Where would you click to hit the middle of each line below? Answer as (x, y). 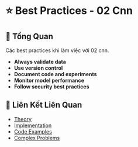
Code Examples (33, 131)
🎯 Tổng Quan (29, 36)
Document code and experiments (55, 74)
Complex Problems (37, 138)
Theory (23, 119)
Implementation (33, 125)
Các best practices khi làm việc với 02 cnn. (57, 50)
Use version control (38, 68)
